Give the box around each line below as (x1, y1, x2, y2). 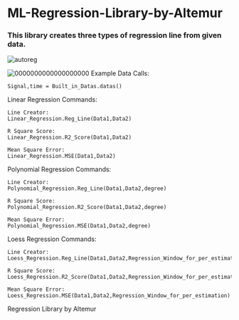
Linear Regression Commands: (7, 95, 97, 104)
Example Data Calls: (90, 69, 149, 78)
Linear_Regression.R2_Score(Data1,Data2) (7, 134, 132, 142)
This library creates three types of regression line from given (7, 31, 222, 41)
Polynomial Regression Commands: (7, 165, 112, 174)
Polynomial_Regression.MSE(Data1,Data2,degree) (7, 223, 152, 230)
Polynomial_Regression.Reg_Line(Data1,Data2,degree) (7, 185, 167, 193)
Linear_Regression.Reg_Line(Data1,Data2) (7, 115, 132, 122)
